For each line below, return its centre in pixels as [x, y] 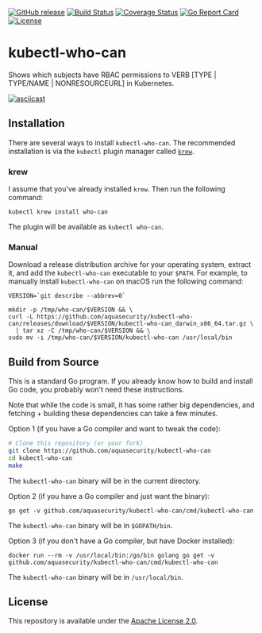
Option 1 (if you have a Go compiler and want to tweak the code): [114, 429]
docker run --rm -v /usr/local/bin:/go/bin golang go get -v [112, 555]
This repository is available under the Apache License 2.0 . [103, 621]
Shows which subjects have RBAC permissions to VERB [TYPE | [112, 75]
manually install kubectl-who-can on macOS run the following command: [126, 281]
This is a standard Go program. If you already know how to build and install [131, 381]
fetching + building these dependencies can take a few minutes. [113, 414]
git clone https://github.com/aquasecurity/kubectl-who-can [110, 451]
